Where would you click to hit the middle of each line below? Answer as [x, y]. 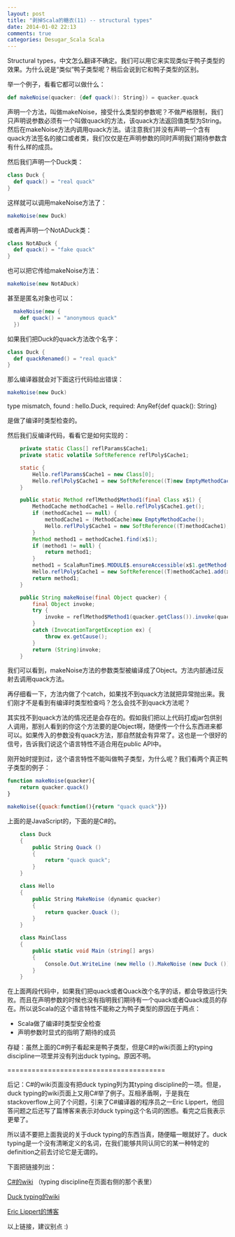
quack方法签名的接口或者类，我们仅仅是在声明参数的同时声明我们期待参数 [114, 138]
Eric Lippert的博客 [33, 1212]
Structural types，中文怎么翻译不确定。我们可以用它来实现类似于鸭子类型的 [116, 61]
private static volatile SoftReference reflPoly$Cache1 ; [105, 455]
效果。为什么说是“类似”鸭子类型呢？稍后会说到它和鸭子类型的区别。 [105, 69]
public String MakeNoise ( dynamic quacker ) [97, 899]
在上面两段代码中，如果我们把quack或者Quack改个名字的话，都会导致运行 [114, 991]
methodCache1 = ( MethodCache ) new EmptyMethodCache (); [124, 520]
